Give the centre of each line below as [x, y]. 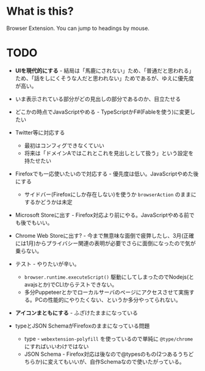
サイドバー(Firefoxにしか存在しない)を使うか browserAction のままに [110, 194]
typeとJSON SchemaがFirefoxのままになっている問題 [82, 326]
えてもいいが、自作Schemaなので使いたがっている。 [119, 361]
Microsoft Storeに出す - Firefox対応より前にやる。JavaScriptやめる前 [102, 215]
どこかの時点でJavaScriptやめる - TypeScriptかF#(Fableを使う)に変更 [103, 112]
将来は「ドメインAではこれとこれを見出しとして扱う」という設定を [109, 153]
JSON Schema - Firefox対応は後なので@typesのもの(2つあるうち [106, 354]
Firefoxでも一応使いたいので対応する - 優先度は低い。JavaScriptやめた [104, 174]
